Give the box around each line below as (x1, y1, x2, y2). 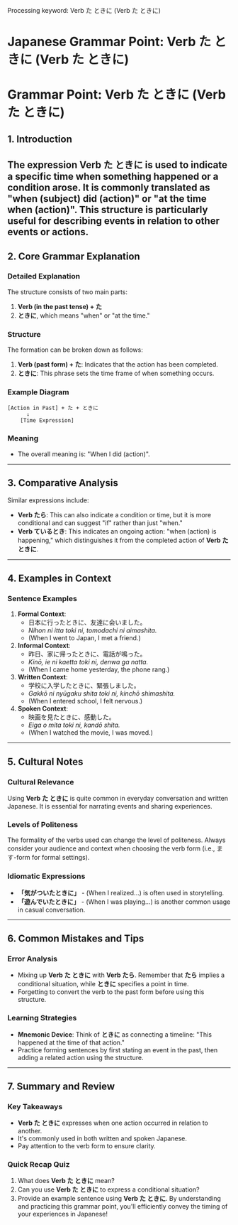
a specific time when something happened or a (7, 171, 219, 183)
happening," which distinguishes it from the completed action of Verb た (17, 536, 229, 544)
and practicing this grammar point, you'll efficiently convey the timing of (17, 1202, 228, 1211)
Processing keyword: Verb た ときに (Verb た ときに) (7, 6, 161, 14)
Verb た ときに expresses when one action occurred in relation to (17, 1118, 209, 1128)
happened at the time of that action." (17, 1038, 125, 1047)
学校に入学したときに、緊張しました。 (28, 681, 140, 690)
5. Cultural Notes (7, 755, 84, 767)
